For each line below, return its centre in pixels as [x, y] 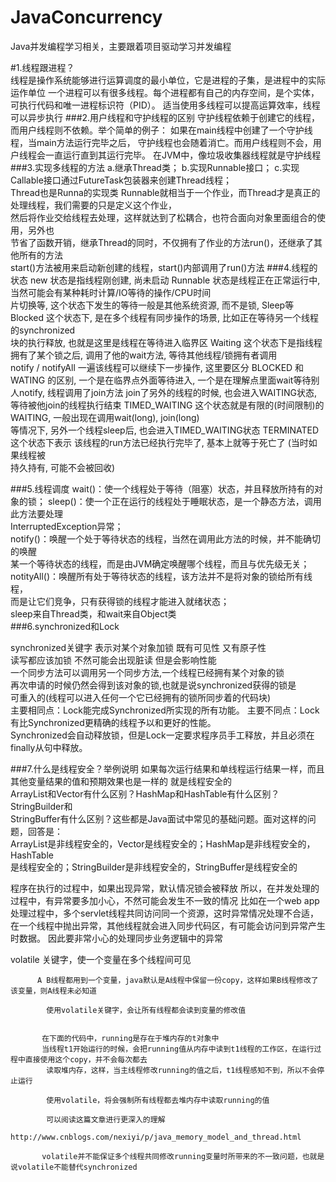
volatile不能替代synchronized [77, 1167]
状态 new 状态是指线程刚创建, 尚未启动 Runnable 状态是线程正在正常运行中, [165, 280]
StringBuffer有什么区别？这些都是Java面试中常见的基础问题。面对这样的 [159, 818]
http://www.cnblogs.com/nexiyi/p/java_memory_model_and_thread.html [156, 1137]
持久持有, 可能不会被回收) [63, 467]
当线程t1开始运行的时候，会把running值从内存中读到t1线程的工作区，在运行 [178, 1049]
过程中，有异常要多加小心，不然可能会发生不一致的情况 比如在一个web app [165, 900]
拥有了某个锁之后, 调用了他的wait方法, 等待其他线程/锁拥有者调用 [144, 355]
